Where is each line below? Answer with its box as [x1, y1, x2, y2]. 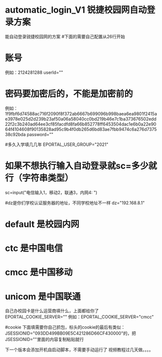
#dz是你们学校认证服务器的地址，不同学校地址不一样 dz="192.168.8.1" [5, 200, 145, 206]
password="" [26, 131, 54, 137]
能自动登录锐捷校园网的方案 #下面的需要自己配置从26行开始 [5, 34, 126, 39]
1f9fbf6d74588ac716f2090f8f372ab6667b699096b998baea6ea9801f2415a [5, 110, 157, 117]
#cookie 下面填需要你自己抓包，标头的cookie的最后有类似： [5, 324, 126, 330]
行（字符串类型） [5, 173, 74, 183]
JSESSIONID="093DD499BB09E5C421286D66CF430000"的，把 [5, 330, 136, 336]
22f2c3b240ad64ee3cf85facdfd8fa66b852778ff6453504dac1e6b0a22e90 [5, 121, 157, 127]
